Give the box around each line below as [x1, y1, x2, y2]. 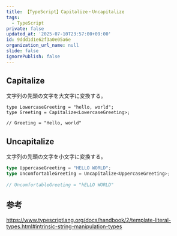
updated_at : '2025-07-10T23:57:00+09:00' [6, 31, 112, 37]
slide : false [6, 48, 39, 54]
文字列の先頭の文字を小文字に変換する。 [6, 153, 106, 160]
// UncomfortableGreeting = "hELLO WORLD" [6, 181, 114, 188]
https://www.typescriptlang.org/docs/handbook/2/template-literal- [6, 216, 172, 223]
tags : [6, 14, 20, 20]
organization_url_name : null [6, 43, 79, 49]
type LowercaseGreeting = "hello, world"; [6, 104, 114, 110]
